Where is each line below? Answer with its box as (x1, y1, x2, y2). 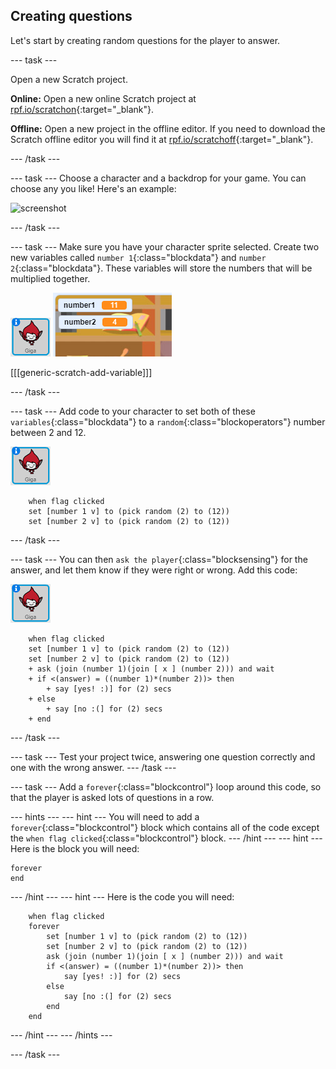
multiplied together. (10, 272, 91, 284)
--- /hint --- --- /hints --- (10, 1029, 113, 1041)
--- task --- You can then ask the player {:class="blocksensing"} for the (10, 553, 308, 565)
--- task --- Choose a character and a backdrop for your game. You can (10, 172, 307, 184)
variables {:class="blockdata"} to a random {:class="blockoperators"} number (10, 415, 326, 428)
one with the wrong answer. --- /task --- (10, 761, 177, 773)
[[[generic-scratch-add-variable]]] (10, 366, 153, 378)
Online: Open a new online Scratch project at (10, 92, 197, 104)
